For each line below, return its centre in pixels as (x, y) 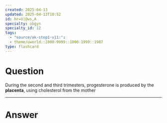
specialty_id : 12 (23, 28)
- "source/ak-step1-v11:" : (38, 38)
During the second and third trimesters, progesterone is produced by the (80, 85)
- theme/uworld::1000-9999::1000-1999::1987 (56, 42)
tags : (11, 33)
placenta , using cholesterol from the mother (50, 90)
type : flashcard (22, 47)
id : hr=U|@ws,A (21, 19)
